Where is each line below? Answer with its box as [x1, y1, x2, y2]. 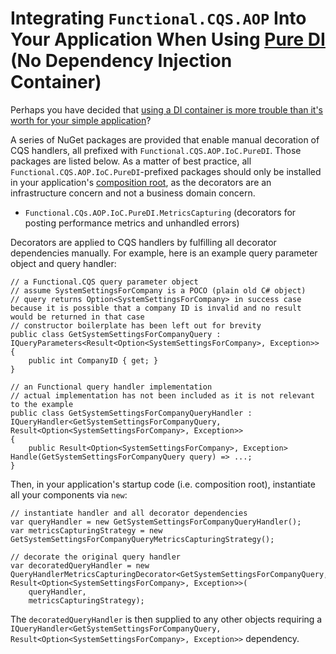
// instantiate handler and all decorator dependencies [10, 508, 248, 518]
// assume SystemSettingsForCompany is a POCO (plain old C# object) [10, 285, 307, 296]
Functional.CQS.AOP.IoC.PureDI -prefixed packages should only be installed [10, 165, 322, 177]
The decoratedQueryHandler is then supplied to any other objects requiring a [10, 613, 323, 625]
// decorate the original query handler [10, 552, 182, 562]
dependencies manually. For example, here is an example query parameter [10, 247, 318, 259]
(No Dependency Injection [10, 50, 233, 72]
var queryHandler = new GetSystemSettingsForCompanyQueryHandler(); [10, 517, 302, 527]
